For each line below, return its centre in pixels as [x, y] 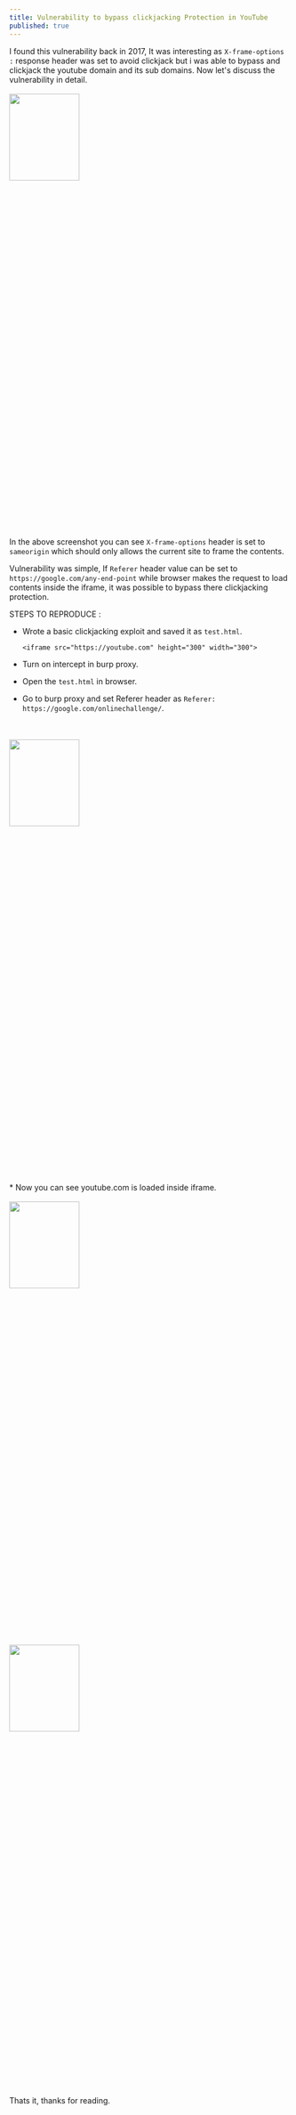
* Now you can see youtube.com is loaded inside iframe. [113, 1187]
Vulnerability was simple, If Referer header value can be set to [124, 568]
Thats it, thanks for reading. [60, 2100]
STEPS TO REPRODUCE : [55, 614]
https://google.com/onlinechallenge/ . [93, 707]
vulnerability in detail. [48, 79]
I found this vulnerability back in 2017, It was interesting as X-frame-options [147, 51]
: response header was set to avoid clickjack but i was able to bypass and [145, 61]
